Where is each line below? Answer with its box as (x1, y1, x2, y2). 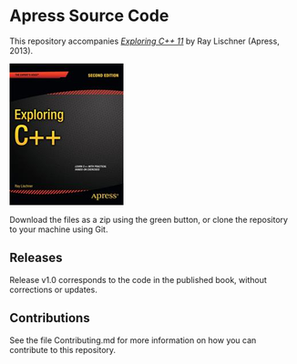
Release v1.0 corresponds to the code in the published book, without (9, 274, 267, 285)
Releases (9, 250, 63, 266)
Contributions (9, 310, 90, 326)
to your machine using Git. (9, 224, 108, 235)
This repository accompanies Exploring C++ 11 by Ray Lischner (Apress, (9, 35, 280, 46)
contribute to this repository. (9, 344, 117, 355)
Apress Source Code (9, 5, 169, 26)
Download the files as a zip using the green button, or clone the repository (9, 214, 289, 225)
